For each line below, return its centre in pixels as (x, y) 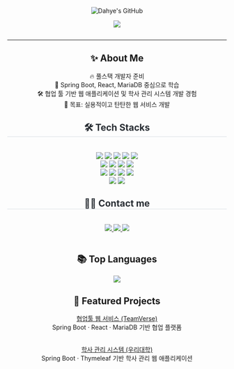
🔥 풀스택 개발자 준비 (117, 76)
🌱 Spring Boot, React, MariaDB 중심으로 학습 (117, 84)
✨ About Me (117, 58)
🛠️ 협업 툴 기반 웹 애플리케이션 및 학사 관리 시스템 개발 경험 (117, 93)
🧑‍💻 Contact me (117, 203)
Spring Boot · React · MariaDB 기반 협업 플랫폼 (117, 327)
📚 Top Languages (117, 259)
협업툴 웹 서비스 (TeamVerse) (117, 319)
